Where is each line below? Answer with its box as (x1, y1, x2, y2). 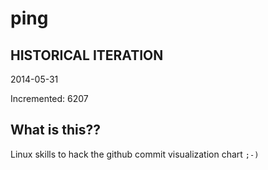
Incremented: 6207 (10, 93, 89, 104)
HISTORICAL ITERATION (10, 47, 164, 64)
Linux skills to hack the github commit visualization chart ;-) (10, 148, 260, 160)
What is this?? (10, 122, 101, 139)
